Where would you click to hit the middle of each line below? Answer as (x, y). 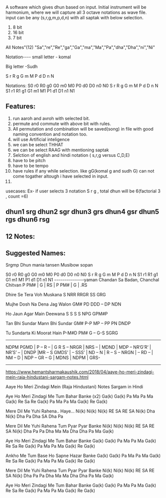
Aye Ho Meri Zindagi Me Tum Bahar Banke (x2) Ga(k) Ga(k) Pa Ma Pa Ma (79, 396)
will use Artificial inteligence (41, 139)
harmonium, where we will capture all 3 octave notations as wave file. (76, 12)
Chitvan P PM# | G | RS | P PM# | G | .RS (47, 285)
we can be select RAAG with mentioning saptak (61, 150)
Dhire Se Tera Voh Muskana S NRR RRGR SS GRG (56, 295)
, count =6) (17, 196)
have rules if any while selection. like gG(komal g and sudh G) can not (83, 171)
